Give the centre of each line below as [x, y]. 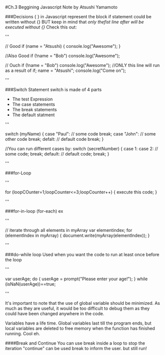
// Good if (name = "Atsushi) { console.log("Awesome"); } [63, 46]
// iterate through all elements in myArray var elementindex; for [69, 230]
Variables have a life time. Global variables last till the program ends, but [78, 323]
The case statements [33, 104]
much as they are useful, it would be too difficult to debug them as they [78, 308]
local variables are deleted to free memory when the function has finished [80, 328]
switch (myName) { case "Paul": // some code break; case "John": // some [81, 134]
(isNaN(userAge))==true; [31, 284]
